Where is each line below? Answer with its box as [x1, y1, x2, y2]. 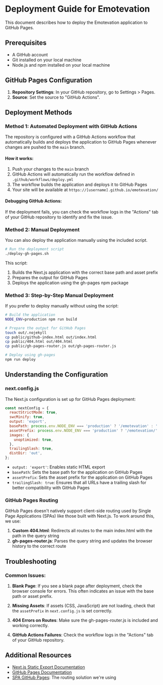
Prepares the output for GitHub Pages [12, 274, 88, 280]
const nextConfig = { [5, 405, 49, 411]
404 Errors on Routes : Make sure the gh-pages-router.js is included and [12, 617, 158, 623]
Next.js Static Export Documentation [12, 664, 85, 670]
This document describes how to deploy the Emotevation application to [5, 19, 148, 25]
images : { [9, 433, 29, 437]
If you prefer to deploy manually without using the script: [5, 303, 119, 308]
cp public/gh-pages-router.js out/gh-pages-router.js [5, 344, 117, 349]
